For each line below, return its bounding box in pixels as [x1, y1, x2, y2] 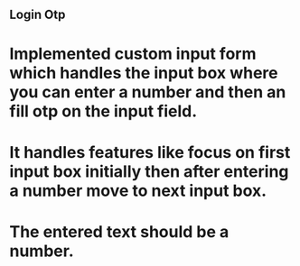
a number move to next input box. [9, 180, 267, 201]
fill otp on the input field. [9, 101, 197, 121]
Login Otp [9, 7, 66, 23]
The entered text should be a [9, 221, 230, 242]
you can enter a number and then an [9, 81, 286, 102]
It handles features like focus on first [9, 142, 291, 162]
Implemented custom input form [9, 43, 257, 64]
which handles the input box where [9, 62, 278, 83]
